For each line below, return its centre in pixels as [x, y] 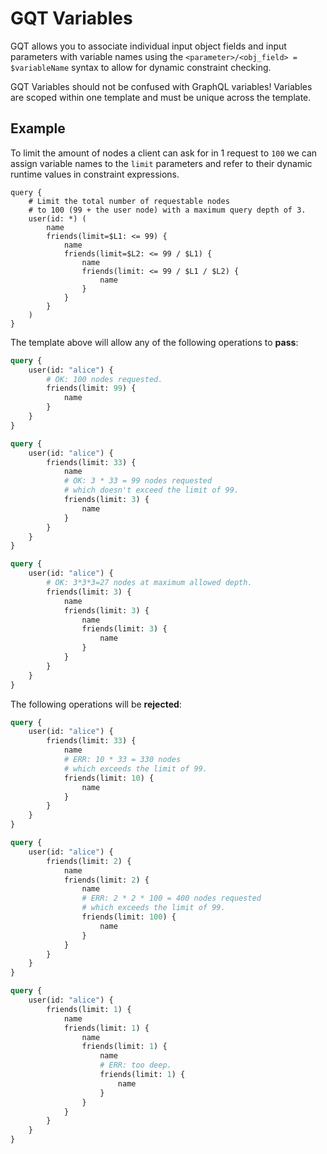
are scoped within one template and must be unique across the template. [161, 97]
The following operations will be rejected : [96, 704]
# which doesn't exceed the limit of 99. [151, 490]
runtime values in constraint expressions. [95, 174]
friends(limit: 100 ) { [129, 917]
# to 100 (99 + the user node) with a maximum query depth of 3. [167, 210]
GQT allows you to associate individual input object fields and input [148, 46]
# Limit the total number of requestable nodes [129, 201]
